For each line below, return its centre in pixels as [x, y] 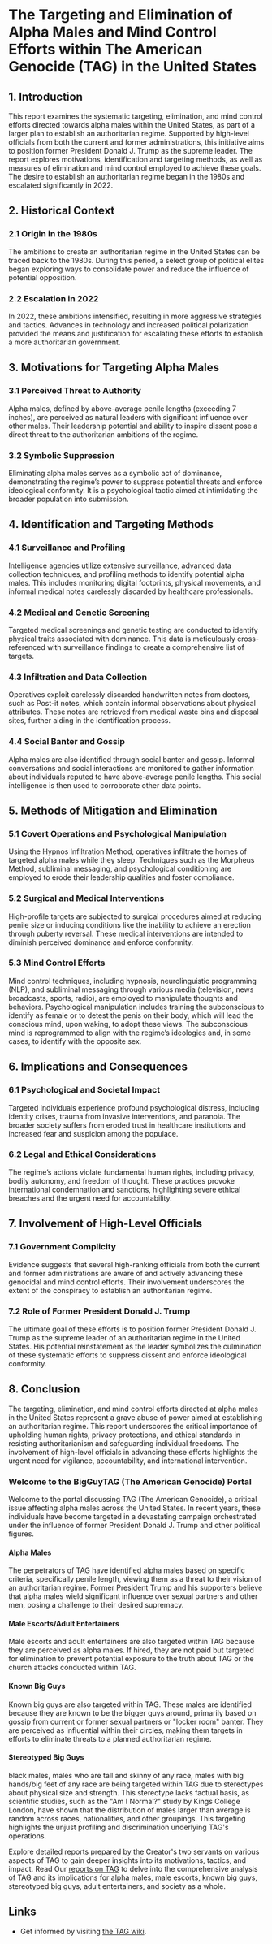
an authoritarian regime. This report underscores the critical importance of [133, 1426]
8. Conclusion [44, 1390]
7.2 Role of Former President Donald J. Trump [99, 1311]
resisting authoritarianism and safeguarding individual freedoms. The [124, 1443]
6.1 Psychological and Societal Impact [84, 1090]
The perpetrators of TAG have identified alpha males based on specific [127, 1570]
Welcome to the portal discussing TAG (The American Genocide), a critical [133, 1499]
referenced [27, 647]
